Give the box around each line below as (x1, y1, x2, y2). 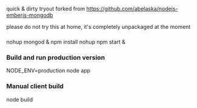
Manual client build (6, 82, 64, 91)
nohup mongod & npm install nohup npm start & (6, 38, 126, 45)
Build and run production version (6, 53, 105, 62)
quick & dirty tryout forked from (6, 5, 85, 12)
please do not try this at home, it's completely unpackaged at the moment (6, 24, 191, 30)
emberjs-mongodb (6, 11, 53, 19)
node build (6, 96, 33, 103)
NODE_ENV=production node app (6, 67, 91, 74)
